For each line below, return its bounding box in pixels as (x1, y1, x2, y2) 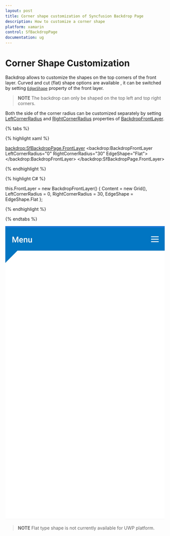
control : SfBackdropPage (5, 29, 58, 35)
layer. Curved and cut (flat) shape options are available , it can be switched (5, 79, 161, 86)
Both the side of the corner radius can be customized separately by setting (5, 110, 161, 116)
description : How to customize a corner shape (5, 19, 105, 24)
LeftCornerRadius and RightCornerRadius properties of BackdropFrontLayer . (5, 115, 164, 121)
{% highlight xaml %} (5, 135, 50, 141)
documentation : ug (5, 35, 44, 40)
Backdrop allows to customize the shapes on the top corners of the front (5, 74, 157, 80)
